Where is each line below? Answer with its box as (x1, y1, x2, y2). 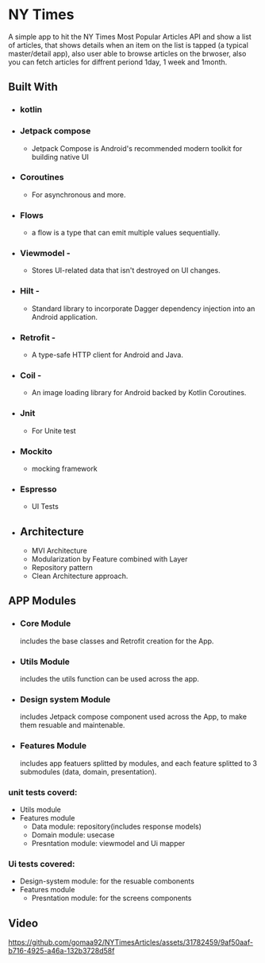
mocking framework (31, 464, 98, 473)
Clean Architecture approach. (31, 571, 129, 581)
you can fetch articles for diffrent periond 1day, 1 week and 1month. (8, 57, 228, 67)
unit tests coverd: (8, 786, 78, 798)
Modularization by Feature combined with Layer (31, 554, 188, 564)
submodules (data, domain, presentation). (19, 767, 157, 776)
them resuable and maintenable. (19, 720, 125, 730)
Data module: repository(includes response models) (31, 821, 202, 831)
